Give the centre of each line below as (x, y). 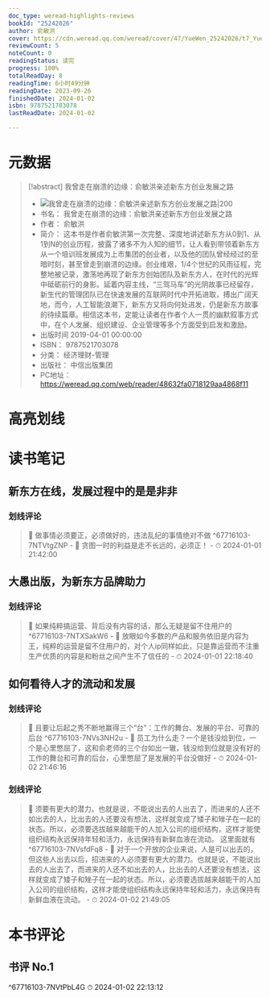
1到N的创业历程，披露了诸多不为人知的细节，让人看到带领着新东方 (149, 243)
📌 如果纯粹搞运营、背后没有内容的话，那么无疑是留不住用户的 (130, 626)
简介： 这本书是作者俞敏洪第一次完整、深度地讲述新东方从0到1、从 (150, 234)
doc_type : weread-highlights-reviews (72, 16)
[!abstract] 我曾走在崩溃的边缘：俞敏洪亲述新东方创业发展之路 (131, 186)
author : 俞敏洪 (32, 31)
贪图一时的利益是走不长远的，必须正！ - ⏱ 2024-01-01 (172, 545)
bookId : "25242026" (41, 23)
